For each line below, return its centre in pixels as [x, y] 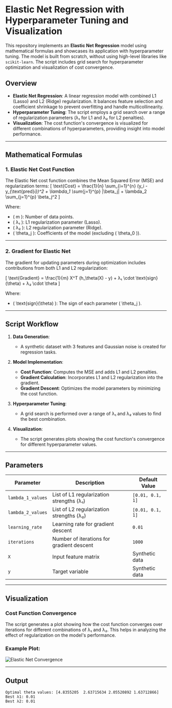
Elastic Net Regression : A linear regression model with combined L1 [84, 95]
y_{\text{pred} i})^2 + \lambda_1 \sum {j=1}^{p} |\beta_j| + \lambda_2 [76, 191]
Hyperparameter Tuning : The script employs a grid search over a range [89, 112]
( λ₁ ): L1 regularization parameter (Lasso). [57, 222]
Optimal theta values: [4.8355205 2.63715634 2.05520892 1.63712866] [82, 693]
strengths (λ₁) [69, 501]
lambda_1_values [28, 498]
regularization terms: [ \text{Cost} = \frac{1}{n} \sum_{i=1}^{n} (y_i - [77, 186]
